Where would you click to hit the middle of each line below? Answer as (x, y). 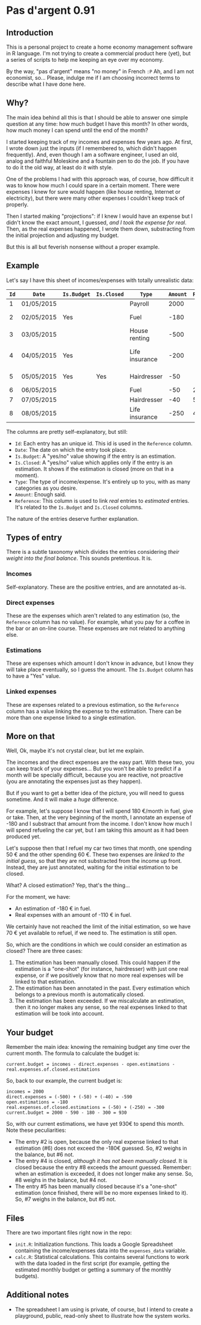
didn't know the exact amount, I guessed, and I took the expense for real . (96, 222)
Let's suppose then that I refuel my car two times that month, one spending (99, 848)
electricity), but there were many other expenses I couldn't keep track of (95, 198)
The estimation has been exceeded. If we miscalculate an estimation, (100, 1001)
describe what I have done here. (46, 84)
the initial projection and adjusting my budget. (63, 235)
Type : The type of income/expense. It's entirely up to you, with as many (102, 481)
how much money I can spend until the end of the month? (77, 130)
